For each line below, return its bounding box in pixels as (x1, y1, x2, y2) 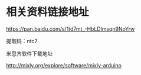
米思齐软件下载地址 (6, 50, 53, 57)
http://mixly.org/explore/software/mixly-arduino (6, 61, 122, 69)
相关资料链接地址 (6, 5, 90, 19)
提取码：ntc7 (6, 37, 38, 44)
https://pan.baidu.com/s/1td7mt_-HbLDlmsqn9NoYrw (6, 25, 135, 32)
